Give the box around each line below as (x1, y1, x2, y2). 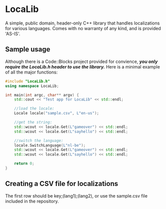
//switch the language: (14, 138, 64, 143)
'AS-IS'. (5, 30, 20, 36)
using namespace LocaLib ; (5, 83, 59, 88)
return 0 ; (14, 161, 35, 166)
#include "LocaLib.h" (5, 78, 50, 83)
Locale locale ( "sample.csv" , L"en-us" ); (14, 111, 99, 116)
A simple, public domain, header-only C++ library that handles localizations (5, 20, 160, 26)
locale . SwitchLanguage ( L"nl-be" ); (14, 142, 86, 148)
